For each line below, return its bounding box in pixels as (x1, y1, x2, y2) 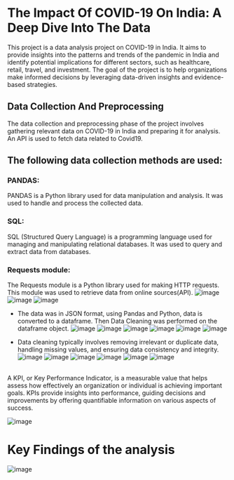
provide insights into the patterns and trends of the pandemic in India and (7, 51, 219, 59)
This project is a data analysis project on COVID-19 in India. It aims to (7, 43, 207, 51)
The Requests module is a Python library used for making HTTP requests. (7, 281, 219, 289)
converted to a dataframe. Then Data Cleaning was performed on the (17, 317, 218, 326)
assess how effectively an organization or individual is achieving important (7, 381, 223, 390)
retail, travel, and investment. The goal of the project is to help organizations (7, 65, 228, 74)
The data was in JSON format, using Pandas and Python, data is (17, 309, 203, 318)
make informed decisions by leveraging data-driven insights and (7, 72, 193, 81)
